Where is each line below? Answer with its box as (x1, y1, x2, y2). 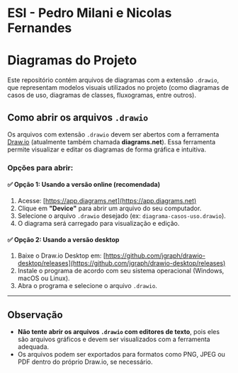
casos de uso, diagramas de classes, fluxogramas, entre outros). (7, 91, 197, 100)
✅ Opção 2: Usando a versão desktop (7, 235, 120, 243)
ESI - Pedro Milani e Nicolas (7, 5, 172, 21)
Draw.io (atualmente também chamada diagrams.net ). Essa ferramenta (7, 137, 216, 146)
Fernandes (7, 20, 72, 36)
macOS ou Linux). (17, 274, 70, 282)
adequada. (17, 343, 50, 351)
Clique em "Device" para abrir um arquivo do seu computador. (17, 204, 202, 213)
